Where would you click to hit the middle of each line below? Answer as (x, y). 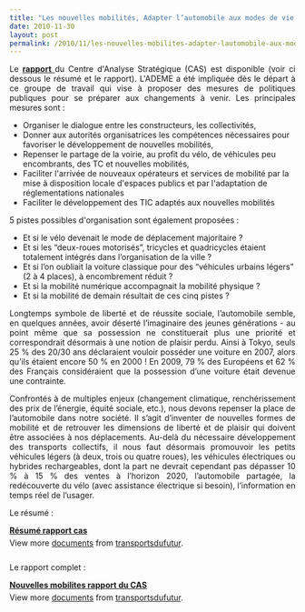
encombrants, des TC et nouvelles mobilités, (106, 164)
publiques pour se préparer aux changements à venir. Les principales (152, 98)
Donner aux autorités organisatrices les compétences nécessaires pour (156, 135)
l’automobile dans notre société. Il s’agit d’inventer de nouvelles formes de (152, 418)
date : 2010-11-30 (42, 26)
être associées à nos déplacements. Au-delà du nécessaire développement (152, 437)
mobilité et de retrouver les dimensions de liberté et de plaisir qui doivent (152, 427)
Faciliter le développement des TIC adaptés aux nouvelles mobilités (148, 203)
